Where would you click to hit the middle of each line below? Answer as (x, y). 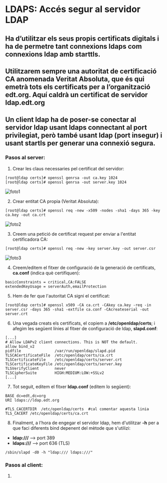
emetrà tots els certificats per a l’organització (78, 87)
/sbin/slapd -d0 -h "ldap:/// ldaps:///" (49, 452)
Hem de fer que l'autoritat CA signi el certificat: (61, 296)
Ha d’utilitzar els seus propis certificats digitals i (82, 38)
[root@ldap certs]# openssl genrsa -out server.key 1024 (66, 182)
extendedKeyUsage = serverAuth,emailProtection (56, 286)
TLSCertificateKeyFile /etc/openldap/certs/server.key (64, 364)
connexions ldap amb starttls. (53, 54)
